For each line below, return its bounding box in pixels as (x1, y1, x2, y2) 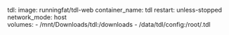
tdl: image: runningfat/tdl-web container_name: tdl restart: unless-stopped (7, 6, 223, 14)
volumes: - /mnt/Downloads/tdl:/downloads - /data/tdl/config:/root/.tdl (7, 21, 211, 28)
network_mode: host (7, 13, 67, 21)
